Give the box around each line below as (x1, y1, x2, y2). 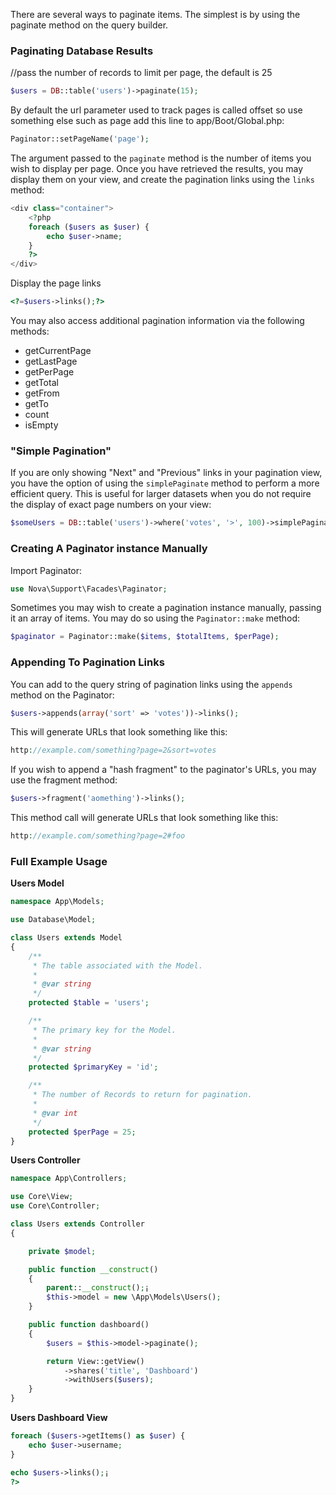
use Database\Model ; (10, 915, 97, 925)
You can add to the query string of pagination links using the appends (10, 678, 293, 690)
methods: (10, 325, 50, 338)
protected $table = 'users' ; (28, 998, 150, 1008)
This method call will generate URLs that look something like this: (10, 812, 279, 824)
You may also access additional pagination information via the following (10, 315, 305, 327)
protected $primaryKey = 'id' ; (28, 1062, 159, 1073)
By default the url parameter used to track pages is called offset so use (10, 104, 303, 116)
